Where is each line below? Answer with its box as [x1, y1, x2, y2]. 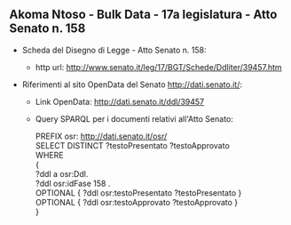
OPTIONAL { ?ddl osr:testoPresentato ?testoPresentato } [35, 187, 242, 198]
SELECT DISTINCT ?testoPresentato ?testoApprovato [35, 140, 231, 150]
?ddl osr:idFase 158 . [35, 178, 111, 189]
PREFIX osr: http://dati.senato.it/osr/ [35, 131, 168, 141]
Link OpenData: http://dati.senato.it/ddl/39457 [35, 96, 205, 107]
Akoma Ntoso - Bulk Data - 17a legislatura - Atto [9, 7, 278, 22]
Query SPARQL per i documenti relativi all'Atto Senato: [35, 113, 233, 124]
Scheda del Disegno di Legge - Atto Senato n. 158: [21, 44, 207, 55]
